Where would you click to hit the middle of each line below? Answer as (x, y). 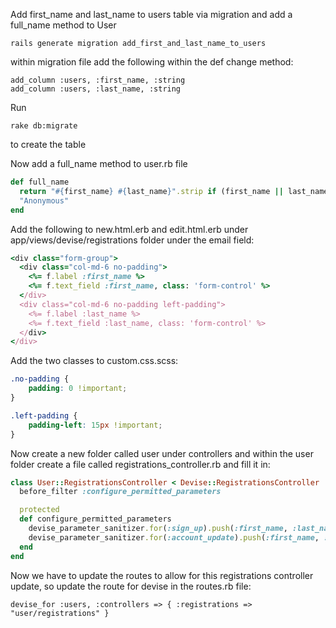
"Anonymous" (44, 200)
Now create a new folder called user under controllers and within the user (162, 453)
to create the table (48, 144)
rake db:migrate (44, 126)
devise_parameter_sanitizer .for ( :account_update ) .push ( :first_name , (174, 537)
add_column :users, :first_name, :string (98, 80)
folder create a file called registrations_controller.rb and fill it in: (140, 464)
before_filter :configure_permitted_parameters (120, 492)
